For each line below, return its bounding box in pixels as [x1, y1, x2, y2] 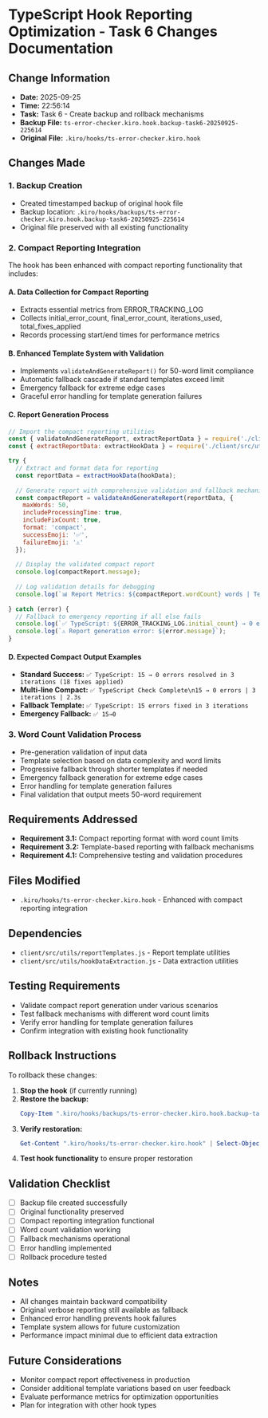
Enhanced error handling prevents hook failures [19, 1314, 177, 1323]
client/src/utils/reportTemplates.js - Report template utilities [19, 947, 231, 958]
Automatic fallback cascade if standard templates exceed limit [19, 375, 225, 384]
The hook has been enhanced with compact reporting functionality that [8, 260, 242, 270]
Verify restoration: [19, 1124, 83, 1133]
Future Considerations [8, 1353, 122, 1367]
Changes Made [8, 156, 85, 170]
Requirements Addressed [8, 812, 138, 826]
